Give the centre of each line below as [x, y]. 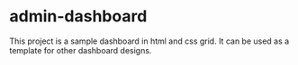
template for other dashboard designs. [81, 50]
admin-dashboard [78, 16]
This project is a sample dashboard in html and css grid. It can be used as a [149, 41]
